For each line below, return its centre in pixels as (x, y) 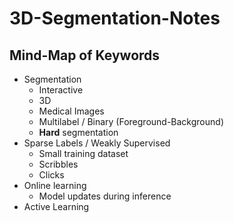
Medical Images (71, 111)
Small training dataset (83, 153)
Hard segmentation (78, 132)
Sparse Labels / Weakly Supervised (97, 143)
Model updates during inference (105, 196)
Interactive (61, 90)
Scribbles (58, 164)
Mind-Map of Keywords (85, 55)
